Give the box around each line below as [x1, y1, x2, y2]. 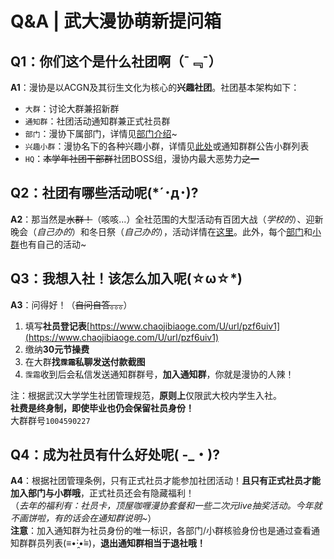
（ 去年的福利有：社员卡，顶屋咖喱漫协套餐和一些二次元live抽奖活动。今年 [10, 500, 314, 512]
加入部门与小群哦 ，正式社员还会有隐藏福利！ [10, 487, 195, 499]
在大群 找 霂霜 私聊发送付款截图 [24, 355, 146, 367]
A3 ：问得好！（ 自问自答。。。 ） [10, 298, 133, 311]
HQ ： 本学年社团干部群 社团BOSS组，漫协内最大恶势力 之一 [24, 153, 260, 164]
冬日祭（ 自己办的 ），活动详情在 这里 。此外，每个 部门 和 [88, 225, 313, 237]
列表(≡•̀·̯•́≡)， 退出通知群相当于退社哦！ [44, 537, 207, 549]
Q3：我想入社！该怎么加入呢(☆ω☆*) [10, 270, 243, 287]
